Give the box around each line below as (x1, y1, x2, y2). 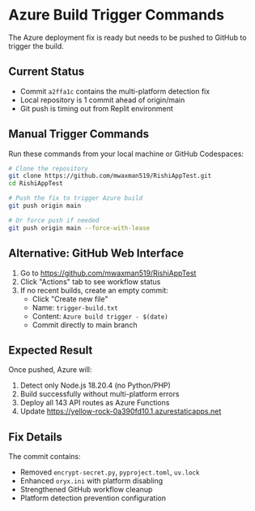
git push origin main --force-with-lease (8, 223, 151, 232)
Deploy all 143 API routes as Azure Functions (19, 398, 170, 408)
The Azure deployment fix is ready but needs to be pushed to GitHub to (8, 32, 247, 42)
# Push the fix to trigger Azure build (8, 194, 143, 202)
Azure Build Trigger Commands (8, 6, 225, 24)
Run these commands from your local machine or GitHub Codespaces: (8, 149, 244, 158)
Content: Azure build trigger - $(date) (32, 311, 168, 321)
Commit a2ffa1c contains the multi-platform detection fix (19, 86, 210, 96)
